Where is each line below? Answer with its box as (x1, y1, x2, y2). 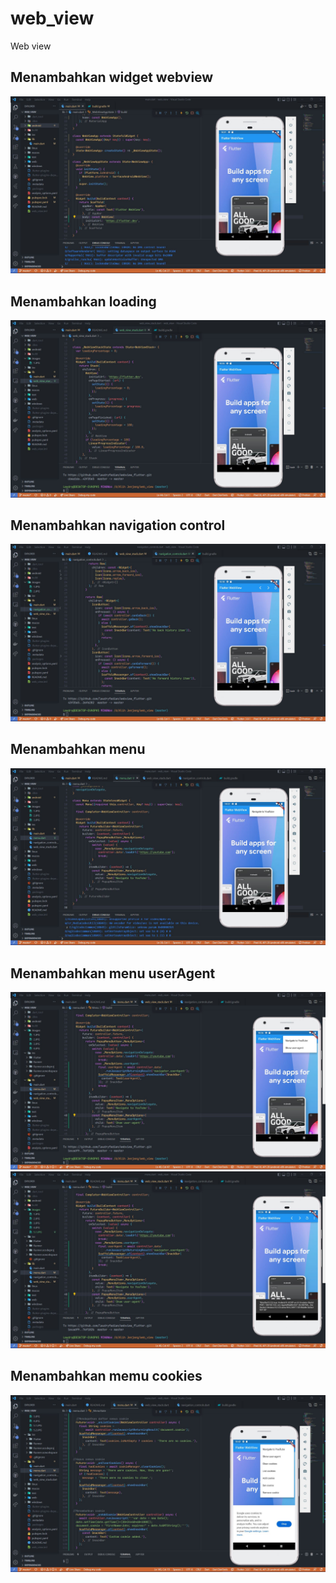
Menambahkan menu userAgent (10, 965, 216, 982)
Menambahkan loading (10, 293, 157, 310)
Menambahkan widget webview (10, 69, 214, 86)
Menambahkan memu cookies (10, 1368, 203, 1385)
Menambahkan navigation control (10, 517, 226, 534)
